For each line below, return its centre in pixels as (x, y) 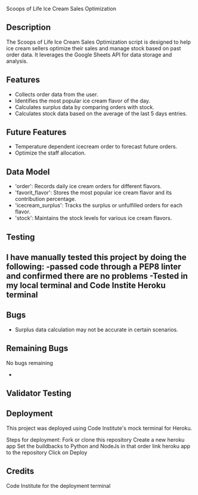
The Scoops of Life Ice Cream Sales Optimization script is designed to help (99, 42)
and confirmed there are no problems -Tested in (97, 276)
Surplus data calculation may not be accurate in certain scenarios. (96, 330)
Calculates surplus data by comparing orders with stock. (84, 107)
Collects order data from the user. (57, 94)
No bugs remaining (30, 363)
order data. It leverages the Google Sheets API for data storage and (89, 55)
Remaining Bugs (37, 348)
